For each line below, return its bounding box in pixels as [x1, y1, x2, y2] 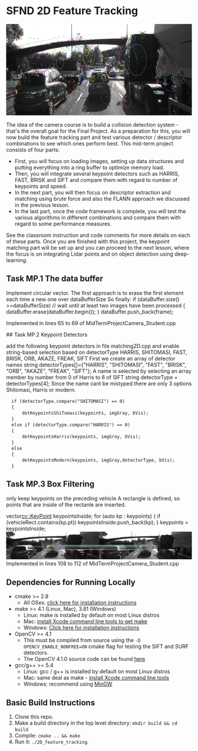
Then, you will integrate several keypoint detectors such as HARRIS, [14, 170, 180, 177]
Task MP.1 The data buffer [6, 274, 103, 284]
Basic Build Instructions [6, 697, 95, 707]
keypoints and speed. [14, 183, 67, 190]
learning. [6, 256, 28, 263]
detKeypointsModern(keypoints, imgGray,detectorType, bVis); [21, 457, 176, 463]
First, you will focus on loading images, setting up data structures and [14, 157, 184, 164]
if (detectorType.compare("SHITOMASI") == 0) [11, 398, 126, 404]
